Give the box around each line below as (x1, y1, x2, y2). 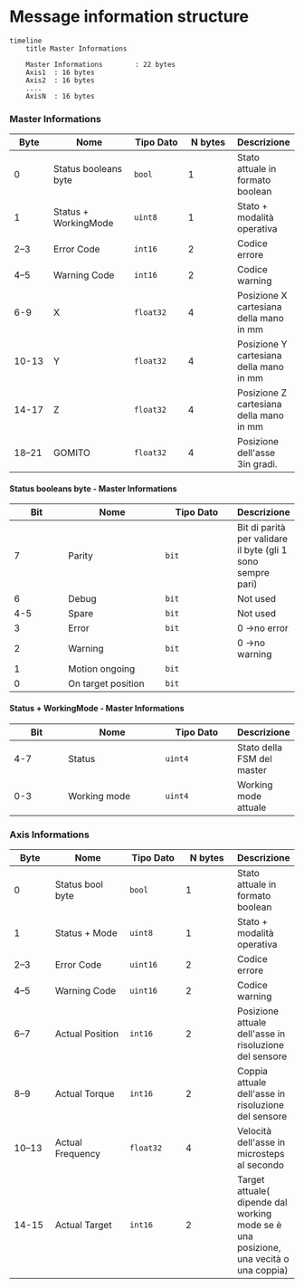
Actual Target (54, 1218, 112, 1231)
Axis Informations (9, 828, 90, 841)
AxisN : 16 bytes (25, 91, 95, 100)
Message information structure (9, 6, 249, 27)
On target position (67, 677, 145, 690)
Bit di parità (236, 521, 286, 534)
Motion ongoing (67, 663, 136, 675)
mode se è (236, 1218, 282, 1231)
